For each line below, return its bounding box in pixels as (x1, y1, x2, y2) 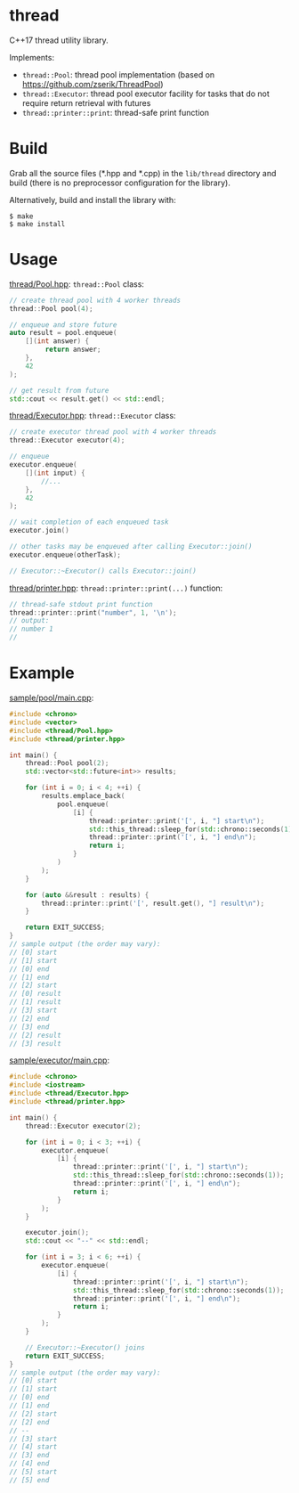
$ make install (9, 219, 66, 228)
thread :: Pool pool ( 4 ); (9, 304, 93, 313)
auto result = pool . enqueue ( (9, 329, 117, 338)
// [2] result (9, 1031, 62, 1040)
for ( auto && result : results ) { (25, 890, 149, 900)
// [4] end (9, 1459, 50, 1468)
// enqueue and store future (9, 320, 117, 330)
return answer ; (44, 345, 101, 355)
